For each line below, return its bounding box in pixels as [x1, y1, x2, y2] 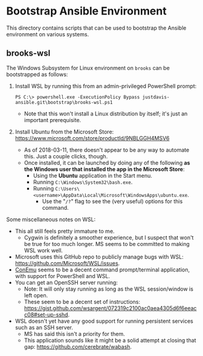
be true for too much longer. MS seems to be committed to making [24, 240, 190, 247]
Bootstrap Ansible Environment [6, 4, 167, 18]
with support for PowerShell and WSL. [14, 272, 111, 279]
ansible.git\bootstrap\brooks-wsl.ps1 [14, 99, 113, 105]
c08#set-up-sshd [24, 311, 68, 318]
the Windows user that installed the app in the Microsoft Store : [24, 165, 185, 173]
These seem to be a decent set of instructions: [24, 298, 141, 305]
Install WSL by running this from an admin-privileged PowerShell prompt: [14, 82, 197, 89]
